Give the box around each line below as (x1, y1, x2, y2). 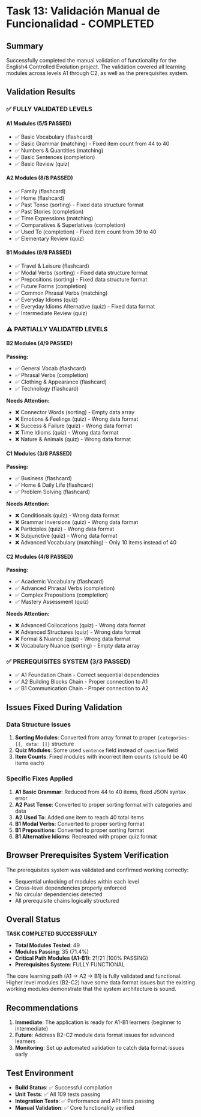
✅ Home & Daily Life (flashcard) (14, 481, 94, 489)
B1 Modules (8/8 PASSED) (6, 249, 72, 256)
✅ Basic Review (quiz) (14, 160, 70, 167)
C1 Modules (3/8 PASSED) (6, 450, 72, 457)
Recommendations (6, 1002, 79, 1013)
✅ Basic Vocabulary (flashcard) (14, 133, 93, 140)
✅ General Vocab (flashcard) (14, 365, 86, 372)
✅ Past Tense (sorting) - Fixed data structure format (14, 201, 144, 208)
